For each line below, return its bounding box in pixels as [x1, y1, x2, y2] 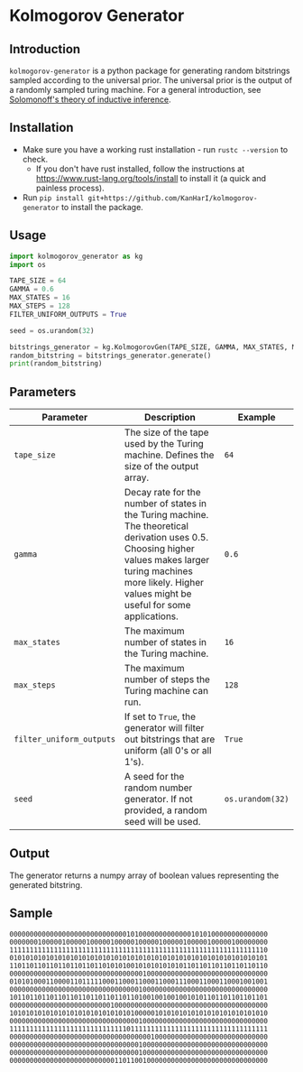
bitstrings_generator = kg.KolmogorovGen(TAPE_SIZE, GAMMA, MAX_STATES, [9, 342, 289, 352]
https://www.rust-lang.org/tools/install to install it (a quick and [35, 172, 267, 183]
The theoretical [124, 520, 189, 532]
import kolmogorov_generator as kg [9, 252, 143, 261]
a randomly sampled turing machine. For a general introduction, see [9, 85, 262, 95]
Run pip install [22, 191, 85, 203]
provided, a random [124, 804, 207, 817]
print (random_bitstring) [9, 359, 103, 368]
